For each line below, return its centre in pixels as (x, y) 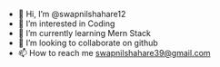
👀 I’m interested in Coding (66, 24)
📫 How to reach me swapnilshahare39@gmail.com (114, 53)
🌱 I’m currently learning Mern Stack (85, 33)
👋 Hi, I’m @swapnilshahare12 (72, 14)
